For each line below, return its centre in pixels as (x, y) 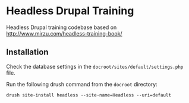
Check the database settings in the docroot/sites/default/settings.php (95, 66)
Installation (27, 52)
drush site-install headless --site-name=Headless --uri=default (89, 95)
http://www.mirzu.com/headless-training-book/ (64, 33)
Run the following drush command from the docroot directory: (82, 84)
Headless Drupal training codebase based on (62, 27)
